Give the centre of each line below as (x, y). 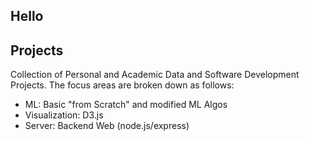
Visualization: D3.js (64, 115)
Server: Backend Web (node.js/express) (107, 126)
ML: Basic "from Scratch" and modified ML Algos (126, 105)
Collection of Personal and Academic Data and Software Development (155, 75)
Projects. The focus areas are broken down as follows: (122, 85)
